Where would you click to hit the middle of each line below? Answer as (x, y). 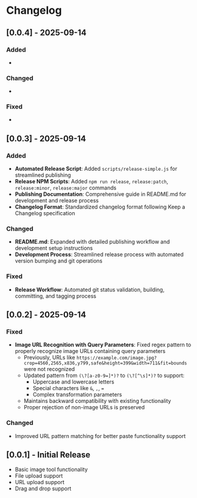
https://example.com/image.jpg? (117, 358)
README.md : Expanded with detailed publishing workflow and (92, 242)
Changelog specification (45, 213)
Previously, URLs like (50, 358)
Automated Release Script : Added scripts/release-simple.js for (96, 169)
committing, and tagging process (56, 296)
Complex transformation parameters (77, 395)
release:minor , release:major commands (65, 188)
